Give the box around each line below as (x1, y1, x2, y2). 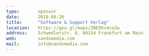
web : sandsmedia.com (6, 36, 75, 41)
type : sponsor (6, 8, 57, 15)
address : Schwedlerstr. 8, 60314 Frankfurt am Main (6, 30, 144, 36)
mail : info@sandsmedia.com (6, 41, 88, 47)
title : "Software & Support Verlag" (6, 19, 110, 25)
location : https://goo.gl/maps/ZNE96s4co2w (6, 24, 120, 31)
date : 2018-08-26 (6, 14, 65, 20)
